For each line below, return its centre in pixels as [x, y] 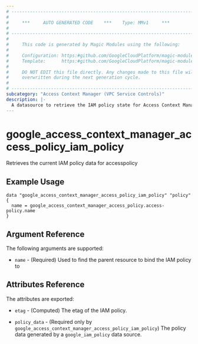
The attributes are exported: [40, 298]
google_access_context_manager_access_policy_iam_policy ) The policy [100, 328]
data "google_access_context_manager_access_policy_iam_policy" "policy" [99, 196]
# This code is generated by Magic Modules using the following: [93, 45]
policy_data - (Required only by [53, 322]
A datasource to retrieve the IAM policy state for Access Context [96, 105]
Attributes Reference [45, 285]
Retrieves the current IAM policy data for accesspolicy [72, 163]
